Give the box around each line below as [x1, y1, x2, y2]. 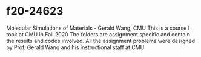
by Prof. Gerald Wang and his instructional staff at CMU [6, 44, 145, 51]
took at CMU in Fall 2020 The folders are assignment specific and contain [6, 30, 191, 38]
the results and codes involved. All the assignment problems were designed [6, 37, 196, 44]
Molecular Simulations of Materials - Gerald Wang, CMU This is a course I [6, 24, 190, 32]
